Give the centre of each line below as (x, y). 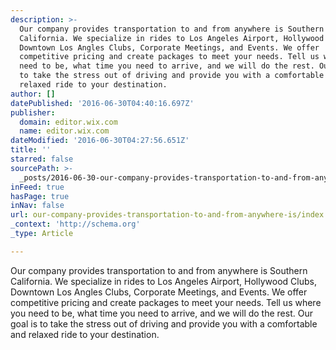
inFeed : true (37, 187)
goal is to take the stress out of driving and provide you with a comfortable (164, 323)
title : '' (31, 150)
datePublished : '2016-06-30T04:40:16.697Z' (102, 103)
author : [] (33, 94)
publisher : (33, 112)
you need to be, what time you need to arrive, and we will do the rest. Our (161, 313)
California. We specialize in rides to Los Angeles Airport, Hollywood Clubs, (163, 281)
